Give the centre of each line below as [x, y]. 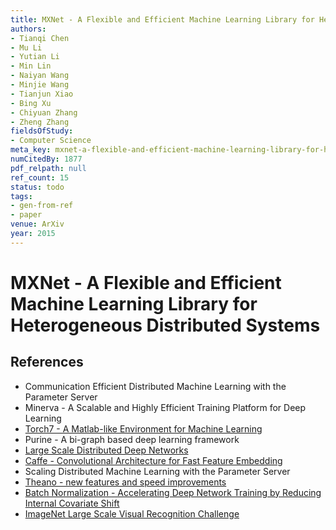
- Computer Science [51, 141]
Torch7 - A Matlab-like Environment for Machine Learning [143, 428]
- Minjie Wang [40, 85]
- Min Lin [31, 66]
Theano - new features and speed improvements [125, 482]
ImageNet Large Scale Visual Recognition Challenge [132, 513]
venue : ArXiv [37, 224]
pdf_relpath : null [48, 168]
